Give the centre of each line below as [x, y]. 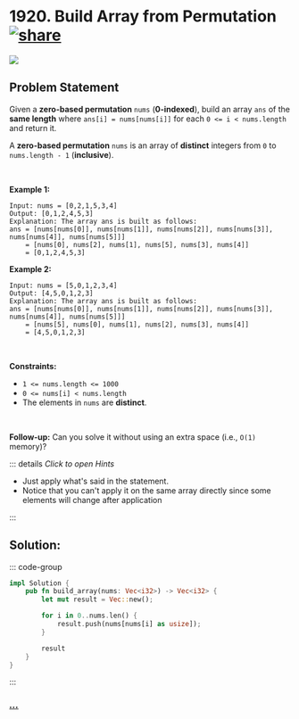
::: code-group [36, 566]
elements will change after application [92, 500]
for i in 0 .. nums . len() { [90, 616]
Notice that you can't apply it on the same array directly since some [147, 490]
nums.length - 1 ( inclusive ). [62, 154]
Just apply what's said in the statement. [96, 481]
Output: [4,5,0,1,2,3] [51, 293]
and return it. [33, 128]
